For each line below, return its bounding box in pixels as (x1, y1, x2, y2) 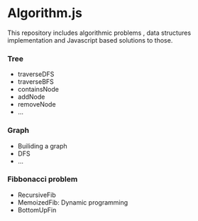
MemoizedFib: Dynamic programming (17, 198, 128, 207)
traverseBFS (17, 77, 55, 86)
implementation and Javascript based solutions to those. (7, 36, 173, 44)
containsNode (17, 85, 59, 94)
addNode (17, 92, 45, 101)
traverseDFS (17, 70, 55, 79)
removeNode (17, 100, 56, 109)
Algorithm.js (7, 5, 83, 21)
